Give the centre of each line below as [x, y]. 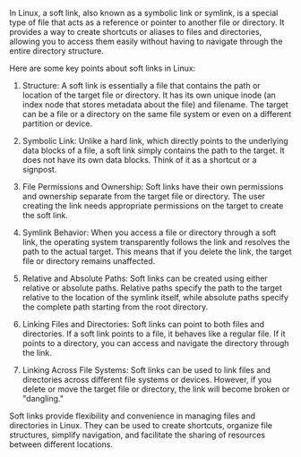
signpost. [39, 169]
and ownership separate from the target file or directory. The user [144, 196]
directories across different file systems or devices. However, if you [146, 380]
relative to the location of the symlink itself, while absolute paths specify [155, 297]
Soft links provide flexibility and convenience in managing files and [133, 416]
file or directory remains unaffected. [89, 261]
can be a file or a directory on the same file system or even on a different [157, 114]
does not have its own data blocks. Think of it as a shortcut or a [139, 160]
